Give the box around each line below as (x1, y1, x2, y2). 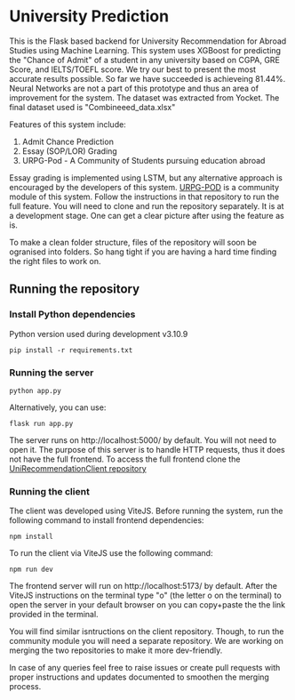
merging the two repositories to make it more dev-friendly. (9, 645, 223, 656)
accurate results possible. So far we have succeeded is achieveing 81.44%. (9, 73, 286, 84)
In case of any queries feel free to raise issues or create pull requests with (9, 663, 281, 673)
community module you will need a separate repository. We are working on (9, 636, 284, 647)
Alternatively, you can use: (9, 402, 107, 413)
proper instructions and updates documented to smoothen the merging (9, 672, 269, 682)
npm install (9, 532, 53, 542)
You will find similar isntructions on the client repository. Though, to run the (9, 626, 284, 637)
